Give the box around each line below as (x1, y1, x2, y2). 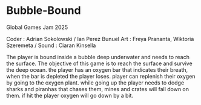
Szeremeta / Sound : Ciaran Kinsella (6, 42, 96, 49)
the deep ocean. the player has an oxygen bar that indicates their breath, (6, 66, 188, 73)
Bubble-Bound (6, 4, 81, 17)
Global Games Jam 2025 (6, 24, 68, 31)
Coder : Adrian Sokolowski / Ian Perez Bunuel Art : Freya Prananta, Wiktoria (6, 35, 194, 42)
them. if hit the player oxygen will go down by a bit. (6, 92, 134, 99)
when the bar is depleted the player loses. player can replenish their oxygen (6, 72, 196, 80)
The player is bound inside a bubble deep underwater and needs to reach (6, 53, 189, 60)
